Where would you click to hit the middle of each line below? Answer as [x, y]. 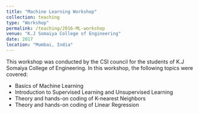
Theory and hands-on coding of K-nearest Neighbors [80, 98]
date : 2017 [20, 39]
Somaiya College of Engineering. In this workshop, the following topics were [100, 68]
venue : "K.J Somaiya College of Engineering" [63, 34]
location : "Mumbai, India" [40, 45]
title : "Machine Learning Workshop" [52, 12]
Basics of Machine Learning [49, 85]
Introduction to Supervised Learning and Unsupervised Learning [94, 92]
